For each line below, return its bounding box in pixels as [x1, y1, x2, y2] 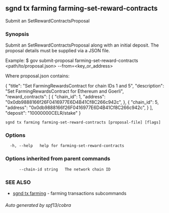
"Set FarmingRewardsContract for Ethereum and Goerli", [5, 88, 124, 94]
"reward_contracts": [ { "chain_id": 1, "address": [5, 94, 106, 100]
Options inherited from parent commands [5, 155, 111, 162]
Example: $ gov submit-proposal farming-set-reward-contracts [5, 57, 138, 63]
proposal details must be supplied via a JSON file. [5, 48, 110, 54]
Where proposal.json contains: [5, 73, 70, 79]
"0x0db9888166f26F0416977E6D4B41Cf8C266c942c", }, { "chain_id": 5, [5, 99, 159, 105]
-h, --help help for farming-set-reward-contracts [10, 143, 125, 148]
